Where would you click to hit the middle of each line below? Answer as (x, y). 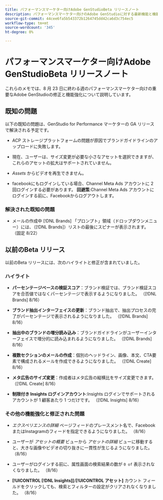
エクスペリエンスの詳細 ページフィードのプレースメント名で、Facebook (84, 425)
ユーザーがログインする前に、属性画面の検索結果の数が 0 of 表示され (81, 464)
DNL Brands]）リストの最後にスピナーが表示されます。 (93, 227)
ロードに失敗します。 (42, 146)
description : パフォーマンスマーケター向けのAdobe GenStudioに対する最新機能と (79, 14)
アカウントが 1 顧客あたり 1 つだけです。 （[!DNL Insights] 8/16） (77, 400)
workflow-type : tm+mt (27, 23)
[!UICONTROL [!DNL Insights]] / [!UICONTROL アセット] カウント (77, 481)
